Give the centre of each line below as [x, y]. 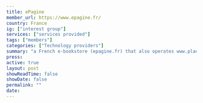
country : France [27, 23]
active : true [23, 62]
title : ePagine [25, 12]
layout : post [23, 68]
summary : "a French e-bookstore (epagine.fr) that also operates [90, 51]
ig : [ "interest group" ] [36, 29]
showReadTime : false [32, 74]
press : [14, 57]
